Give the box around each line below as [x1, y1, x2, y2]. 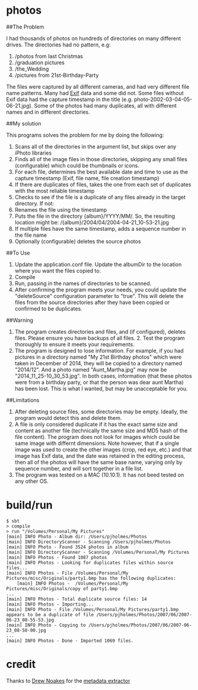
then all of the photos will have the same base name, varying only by [14, 459, 183, 466]
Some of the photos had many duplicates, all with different [34, 102, 177, 109]
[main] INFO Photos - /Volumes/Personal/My [17, 581, 129, 586]
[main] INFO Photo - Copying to [6, 622, 86, 628]
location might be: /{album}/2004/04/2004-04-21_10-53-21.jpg [14, 218, 169, 226]
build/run [6, 498, 53, 512]
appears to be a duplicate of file [6, 611, 94, 617]
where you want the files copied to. [14, 267, 101, 274]
